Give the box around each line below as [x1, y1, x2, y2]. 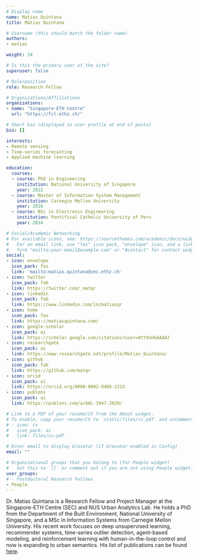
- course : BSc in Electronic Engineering [11, 209, 115, 215]
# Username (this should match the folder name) [6, 30, 128, 36]
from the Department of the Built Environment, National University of [6, 510, 173, 518]
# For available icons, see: [6, 236, 78, 242]
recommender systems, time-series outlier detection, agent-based [6, 529, 168, 536]
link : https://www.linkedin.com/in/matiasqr [11, 302, 123, 308]
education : [6, 165, 33, 171]
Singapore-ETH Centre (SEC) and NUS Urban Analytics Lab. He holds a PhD [6, 504, 192, 511]
